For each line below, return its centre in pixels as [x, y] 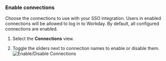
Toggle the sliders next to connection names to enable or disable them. [86, 48]
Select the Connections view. [43, 38]
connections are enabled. [32, 29]
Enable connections [30, 7]
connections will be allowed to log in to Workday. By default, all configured [82, 23]
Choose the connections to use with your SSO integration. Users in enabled [83, 18]
